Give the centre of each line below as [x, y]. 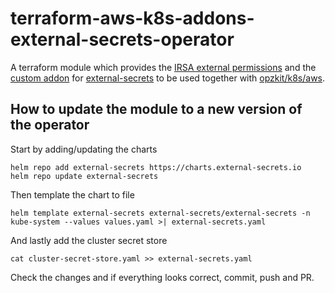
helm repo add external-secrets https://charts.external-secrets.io [156, 167]
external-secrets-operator [122, 39]
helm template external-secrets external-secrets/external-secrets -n [160, 213]
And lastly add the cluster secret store [89, 240]
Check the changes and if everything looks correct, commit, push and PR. [162, 277]
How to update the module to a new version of [156, 109]
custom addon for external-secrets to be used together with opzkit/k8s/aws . [168, 78]
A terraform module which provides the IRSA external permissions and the [163, 67]
